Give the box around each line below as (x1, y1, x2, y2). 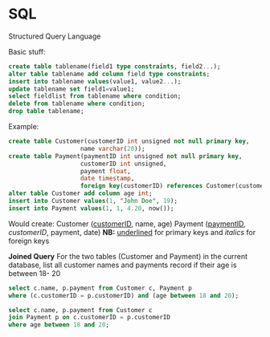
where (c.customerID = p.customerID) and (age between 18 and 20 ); (8, 291, 239, 299)
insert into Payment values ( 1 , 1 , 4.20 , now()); (8, 204, 174, 213)
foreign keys (8, 236, 50, 246)
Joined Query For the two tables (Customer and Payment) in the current (8, 251, 247, 261)
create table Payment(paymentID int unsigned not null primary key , (8, 152, 243, 160)
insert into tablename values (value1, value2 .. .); (8, 77, 182, 85)
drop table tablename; (8, 108, 84, 116)
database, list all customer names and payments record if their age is (8, 260, 237, 270)
